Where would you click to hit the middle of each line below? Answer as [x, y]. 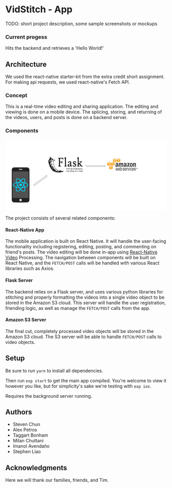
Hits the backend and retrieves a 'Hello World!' [55, 48]
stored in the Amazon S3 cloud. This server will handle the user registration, [85, 302]
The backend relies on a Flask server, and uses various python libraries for [84, 291]
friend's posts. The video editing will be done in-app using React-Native [81, 252]
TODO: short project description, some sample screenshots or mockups [81, 24]
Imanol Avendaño [31, 446]
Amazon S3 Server [26, 320]
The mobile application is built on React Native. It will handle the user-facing [86, 241]
